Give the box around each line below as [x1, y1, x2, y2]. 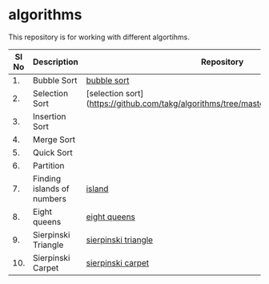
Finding [33, 172, 62, 184]
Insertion [33, 111, 66, 122]
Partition [33, 160, 65, 171]
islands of [33, 183, 70, 194]
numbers [33, 193, 66, 204]
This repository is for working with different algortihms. [8, 32, 190, 42]
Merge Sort [33, 134, 76, 145]
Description [33, 56, 78, 67]
